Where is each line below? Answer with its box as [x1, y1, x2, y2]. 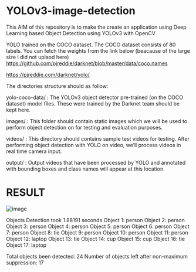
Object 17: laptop [6, 242, 47, 249]
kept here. [6, 106, 31, 113]
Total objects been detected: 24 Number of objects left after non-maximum [6, 253, 188, 260]
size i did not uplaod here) [6, 53, 69, 60]
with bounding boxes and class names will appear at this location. [6, 165, 165, 172]
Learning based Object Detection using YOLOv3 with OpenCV [6, 29, 156, 36]
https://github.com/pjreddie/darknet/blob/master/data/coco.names [6, 60, 168, 67]
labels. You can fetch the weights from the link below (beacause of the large [6, 47, 191, 54]
